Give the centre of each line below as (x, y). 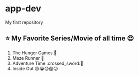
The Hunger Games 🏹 (35, 53)
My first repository (24, 22)
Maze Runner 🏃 (28, 58)
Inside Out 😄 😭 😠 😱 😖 (35, 68)
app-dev (23, 9)
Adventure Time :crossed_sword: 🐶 (48, 63)
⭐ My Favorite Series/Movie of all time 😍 (69, 38)
